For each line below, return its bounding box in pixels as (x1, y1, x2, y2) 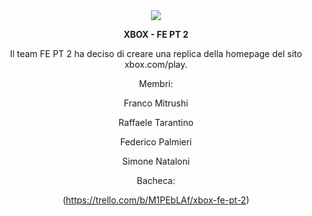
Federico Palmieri (119, 136, 193, 148)
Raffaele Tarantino (118, 117, 194, 128)
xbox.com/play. (124, 59, 188, 70)
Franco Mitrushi (123, 97, 189, 109)
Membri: (138, 78, 174, 89)
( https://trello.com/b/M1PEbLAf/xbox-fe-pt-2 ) (62, 194, 250, 206)
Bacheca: (136, 175, 176, 186)
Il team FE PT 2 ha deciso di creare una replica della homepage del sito (9, 48, 303, 59)
